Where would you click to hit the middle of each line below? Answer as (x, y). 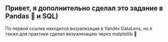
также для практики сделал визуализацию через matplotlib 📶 (71, 34)
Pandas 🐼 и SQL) (32, 16)
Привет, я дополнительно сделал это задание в (84, 8)
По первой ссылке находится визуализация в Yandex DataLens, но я (79, 28)
